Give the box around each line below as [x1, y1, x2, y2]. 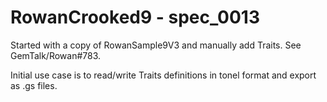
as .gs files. [10, 79, 58, 91]
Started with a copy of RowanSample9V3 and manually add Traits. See [10, 39, 302, 51]
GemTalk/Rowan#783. [10, 49, 102, 61]
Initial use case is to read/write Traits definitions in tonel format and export [10, 69, 317, 81]
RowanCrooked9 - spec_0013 [10, 6, 260, 29]
